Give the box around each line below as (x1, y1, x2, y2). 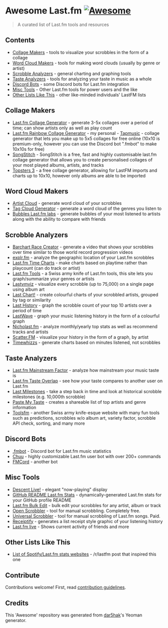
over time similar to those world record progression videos (12, 249, 133, 255)
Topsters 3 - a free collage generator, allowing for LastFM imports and (12, 167, 157, 173)
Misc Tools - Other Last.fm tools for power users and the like (12, 86, 138, 92)
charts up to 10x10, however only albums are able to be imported (12, 172, 146, 178)
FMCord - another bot (12, 459, 58, 465)
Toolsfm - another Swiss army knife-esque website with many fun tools (12, 410, 160, 416)
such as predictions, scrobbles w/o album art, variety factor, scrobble (12, 415, 156, 421)
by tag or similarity (12, 297, 51, 303)
